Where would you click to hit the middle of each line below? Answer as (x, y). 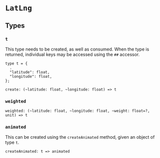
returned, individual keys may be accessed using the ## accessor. (73, 54)
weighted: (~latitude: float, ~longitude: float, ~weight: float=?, (78, 111)
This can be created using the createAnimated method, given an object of (80, 137)
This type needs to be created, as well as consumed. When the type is (77, 49)
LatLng (19, 8)
